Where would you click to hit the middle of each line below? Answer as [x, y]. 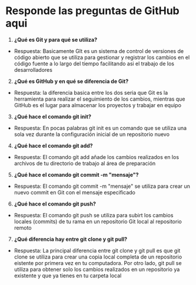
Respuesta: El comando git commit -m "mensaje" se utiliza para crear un [102, 186]
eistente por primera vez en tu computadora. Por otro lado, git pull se [98, 263]
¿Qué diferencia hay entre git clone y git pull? [71, 239]
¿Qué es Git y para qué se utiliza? [56, 39]
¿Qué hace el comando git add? [53, 145]
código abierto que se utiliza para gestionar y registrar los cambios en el [102, 57]
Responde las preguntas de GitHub [93, 11]
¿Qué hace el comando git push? [55, 204]
